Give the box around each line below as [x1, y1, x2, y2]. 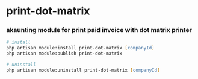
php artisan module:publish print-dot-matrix [6, 51, 122, 57]
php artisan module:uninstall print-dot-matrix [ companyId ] [6, 67, 161, 73]
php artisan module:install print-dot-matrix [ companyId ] [6, 45, 155, 51]
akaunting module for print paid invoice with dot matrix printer [6, 26, 193, 34]
